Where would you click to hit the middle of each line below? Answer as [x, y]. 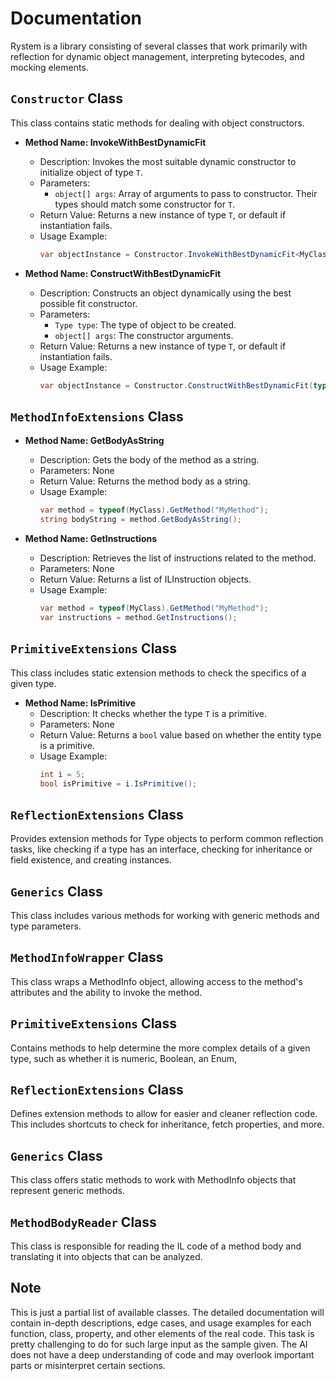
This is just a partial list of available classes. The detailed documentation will [167, 1312]
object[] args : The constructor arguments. [144, 335]
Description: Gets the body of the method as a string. [149, 460]
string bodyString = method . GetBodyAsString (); [140, 520]
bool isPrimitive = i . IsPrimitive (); [118, 783]
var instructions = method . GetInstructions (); [138, 617]
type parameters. [46, 926]
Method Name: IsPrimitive [80, 703]
